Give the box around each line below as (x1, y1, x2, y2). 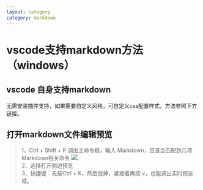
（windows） (6, 58, 75, 72)
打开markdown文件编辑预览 (6, 129, 113, 140)
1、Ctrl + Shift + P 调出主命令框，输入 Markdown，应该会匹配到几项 (21, 146, 193, 154)
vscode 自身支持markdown (6, 85, 111, 95)
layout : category (6, 9, 51, 15)
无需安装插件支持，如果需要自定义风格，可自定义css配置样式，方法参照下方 (6, 102, 197, 109)
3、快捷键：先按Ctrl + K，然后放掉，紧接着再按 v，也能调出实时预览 (21, 170, 194, 177)
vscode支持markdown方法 (6, 43, 144, 57)
